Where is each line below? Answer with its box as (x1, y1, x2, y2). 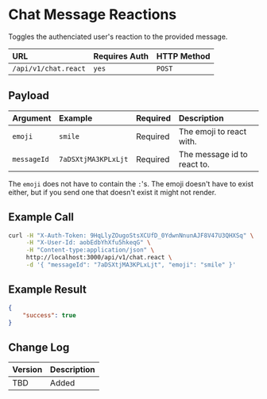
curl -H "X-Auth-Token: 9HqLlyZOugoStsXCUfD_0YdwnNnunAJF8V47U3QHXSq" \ (8, 232, 254, 240)
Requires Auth (93, 50, 149, 61)
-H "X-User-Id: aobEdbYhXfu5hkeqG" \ (25, 239, 151, 247)
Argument (12, 113, 52, 124)
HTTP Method (156, 50, 211, 61)
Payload (8, 89, 50, 102)
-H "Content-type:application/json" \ (25, 246, 155, 255)
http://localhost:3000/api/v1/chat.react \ (25, 254, 172, 262)
